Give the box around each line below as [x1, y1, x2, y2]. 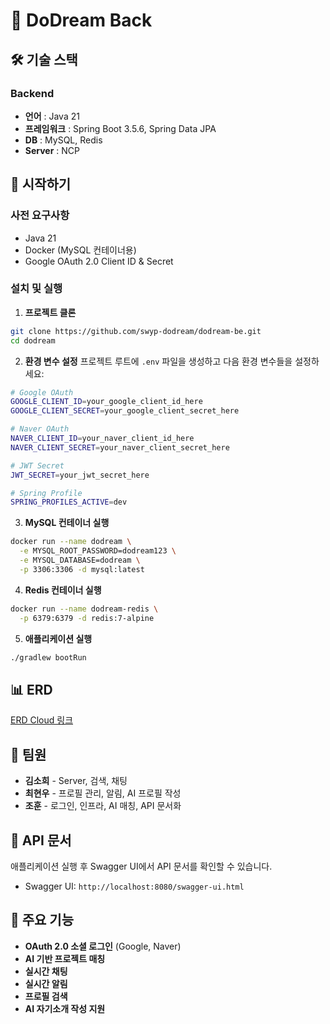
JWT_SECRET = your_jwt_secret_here [10, 470, 150, 480]
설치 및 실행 [10, 282, 63, 296]
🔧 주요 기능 [10, 912, 75, 929]
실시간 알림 [24, 977, 68, 989]
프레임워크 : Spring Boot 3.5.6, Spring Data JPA [24, 122, 217, 134]
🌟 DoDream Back [10, 9, 153, 32]
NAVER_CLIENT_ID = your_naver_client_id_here [10, 434, 195, 444]
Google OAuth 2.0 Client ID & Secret [24, 255, 174, 267]
